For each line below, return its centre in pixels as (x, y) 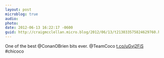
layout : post (18, 10)
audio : (12, 19)
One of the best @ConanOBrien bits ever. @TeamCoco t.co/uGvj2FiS (74, 46)
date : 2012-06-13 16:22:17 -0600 (39, 28)
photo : (12, 23)
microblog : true (21, 14)
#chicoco (15, 51)
